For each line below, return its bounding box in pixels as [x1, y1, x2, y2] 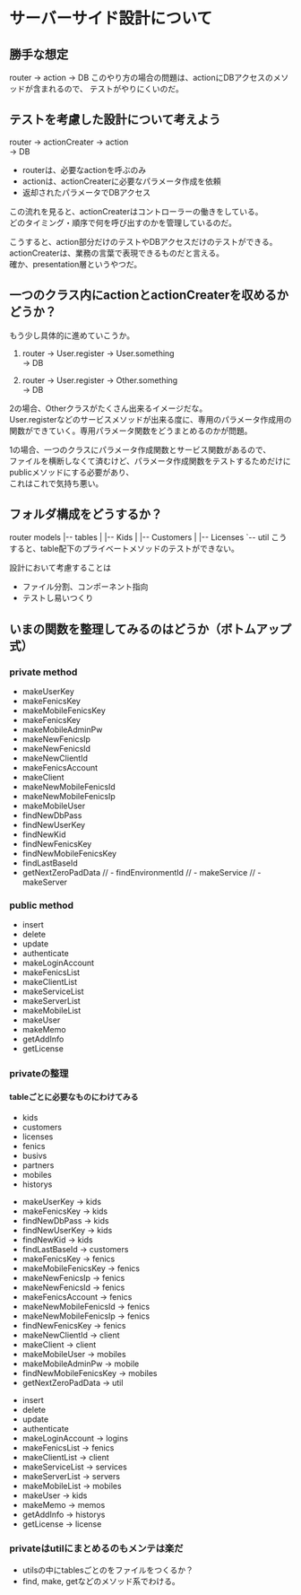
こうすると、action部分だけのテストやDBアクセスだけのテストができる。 [9, 236, 278, 247]
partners [21, 1159, 55, 1171]
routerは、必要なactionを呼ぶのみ [21, 164, 146, 175]
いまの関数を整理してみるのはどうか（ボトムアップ [9, 621, 292, 637]
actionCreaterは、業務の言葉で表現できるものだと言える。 [9, 248, 225, 258]
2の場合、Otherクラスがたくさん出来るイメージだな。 [9, 403, 208, 414]
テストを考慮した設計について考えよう [9, 112, 221, 127]
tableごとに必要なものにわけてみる [9, 1091, 139, 1102]
